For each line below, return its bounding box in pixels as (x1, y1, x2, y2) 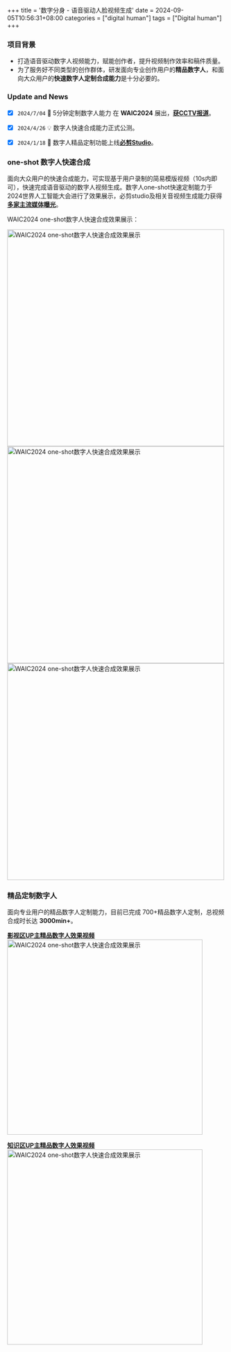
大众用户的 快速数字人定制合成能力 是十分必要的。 (23, 74, 164, 83)
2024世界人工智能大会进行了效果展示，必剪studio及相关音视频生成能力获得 (7, 192, 223, 200)
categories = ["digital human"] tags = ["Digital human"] (65, 14, 222, 22)
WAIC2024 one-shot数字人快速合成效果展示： (7, 215, 139, 223)
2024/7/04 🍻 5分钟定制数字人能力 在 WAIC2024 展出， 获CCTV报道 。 (17, 108, 215, 117)
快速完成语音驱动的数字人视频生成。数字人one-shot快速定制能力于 (22, 183, 213, 192)
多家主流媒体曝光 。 (7, 201, 62, 209)
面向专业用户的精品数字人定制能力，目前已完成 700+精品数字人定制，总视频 (7, 908, 225, 916)
